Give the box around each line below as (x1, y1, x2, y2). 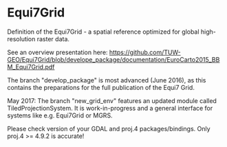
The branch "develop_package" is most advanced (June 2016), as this (7, 76, 206, 84)
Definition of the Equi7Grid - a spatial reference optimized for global (7, 27, 199, 36)
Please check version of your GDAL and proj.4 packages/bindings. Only (7, 124, 211, 133)
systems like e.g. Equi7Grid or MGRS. (7, 111, 113, 120)
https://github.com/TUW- (109, 48, 181, 56)
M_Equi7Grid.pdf (7, 63, 55, 71)
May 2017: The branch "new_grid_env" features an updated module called (7, 96, 217, 104)
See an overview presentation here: (7, 48, 108, 56)
